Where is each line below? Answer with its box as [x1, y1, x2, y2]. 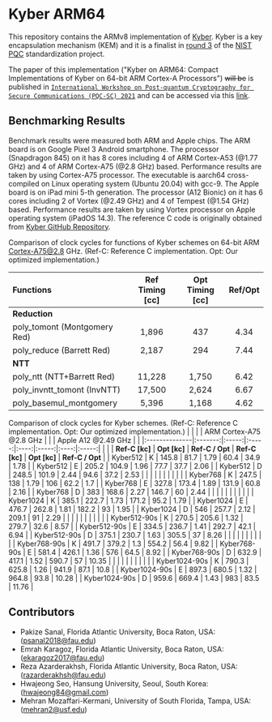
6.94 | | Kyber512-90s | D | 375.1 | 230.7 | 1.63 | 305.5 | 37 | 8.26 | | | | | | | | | [8, 530, 261, 539]
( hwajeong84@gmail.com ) [19, 687, 109, 697]
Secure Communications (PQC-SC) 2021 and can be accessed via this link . [8, 90, 250, 100]
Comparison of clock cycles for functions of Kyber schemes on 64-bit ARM [8, 237, 260, 247]
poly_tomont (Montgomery [12, 321, 113, 333]
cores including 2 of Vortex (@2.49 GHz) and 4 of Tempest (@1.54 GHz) [8, 196, 249, 205]
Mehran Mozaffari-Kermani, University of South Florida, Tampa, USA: [19, 695, 252, 706]
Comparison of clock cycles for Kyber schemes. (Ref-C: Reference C [8, 418, 239, 428]
